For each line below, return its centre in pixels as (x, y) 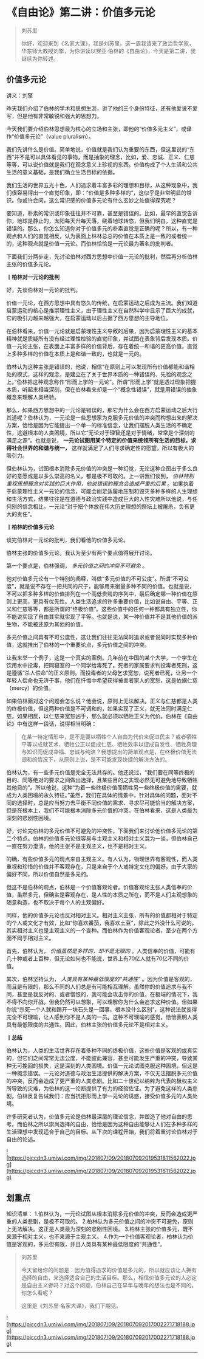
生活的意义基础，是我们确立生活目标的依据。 (62, 172)
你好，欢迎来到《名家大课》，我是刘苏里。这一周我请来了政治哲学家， (107, 43)
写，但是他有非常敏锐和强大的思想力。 (54, 115)
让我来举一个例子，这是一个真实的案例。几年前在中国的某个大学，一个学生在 (102, 658)
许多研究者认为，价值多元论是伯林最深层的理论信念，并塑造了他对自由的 (97, 1116)
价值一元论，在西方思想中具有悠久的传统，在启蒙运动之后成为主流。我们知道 (102, 303)
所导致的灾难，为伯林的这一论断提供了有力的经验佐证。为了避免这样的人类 (99, 1088)
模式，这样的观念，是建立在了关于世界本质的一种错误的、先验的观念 (102, 374)
